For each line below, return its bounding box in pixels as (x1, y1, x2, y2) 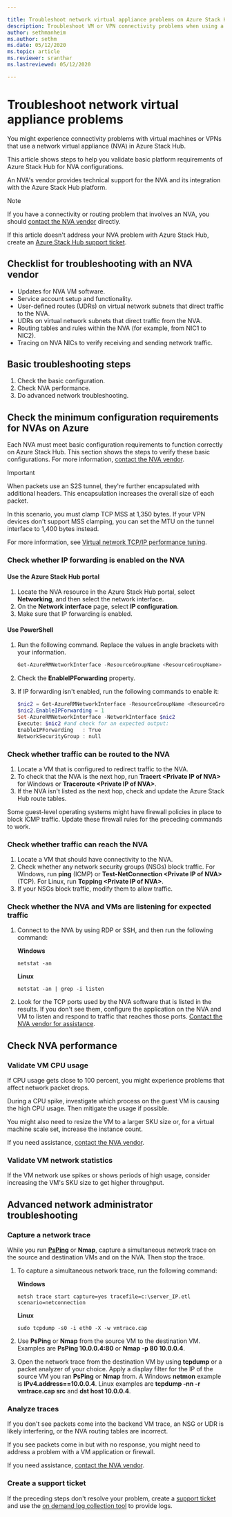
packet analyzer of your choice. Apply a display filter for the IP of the (17, 1365, 213, 1373)
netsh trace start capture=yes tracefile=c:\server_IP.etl (17, 1293, 191, 1300)
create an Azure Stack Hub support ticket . (7, 238, 127, 246)
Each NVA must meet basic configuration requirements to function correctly (7, 441, 223, 449)
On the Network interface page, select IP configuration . (17, 602, 180, 611)
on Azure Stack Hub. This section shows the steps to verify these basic (7, 448, 211, 456)
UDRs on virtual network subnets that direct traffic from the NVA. (17, 316, 202, 325)
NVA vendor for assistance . (17, 1020, 95, 1028)
